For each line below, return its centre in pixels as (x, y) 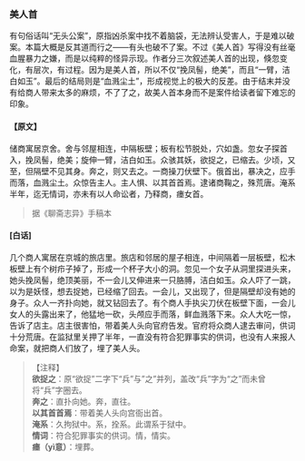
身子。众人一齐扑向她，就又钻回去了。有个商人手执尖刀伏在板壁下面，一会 (148, 302)
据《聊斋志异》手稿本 (71, 213)
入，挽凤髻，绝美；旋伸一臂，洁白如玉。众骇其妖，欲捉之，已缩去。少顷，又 (152, 160)
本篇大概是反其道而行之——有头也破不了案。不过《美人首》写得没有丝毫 (160, 47)
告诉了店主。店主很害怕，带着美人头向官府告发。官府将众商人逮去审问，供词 (152, 325)
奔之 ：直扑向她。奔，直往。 (84, 401)
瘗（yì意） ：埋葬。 (65, 446)
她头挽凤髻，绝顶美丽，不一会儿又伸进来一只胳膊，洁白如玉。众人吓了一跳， (152, 280)
